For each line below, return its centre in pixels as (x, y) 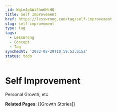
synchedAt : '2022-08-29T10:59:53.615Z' (47, 51)
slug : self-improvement (30, 24)
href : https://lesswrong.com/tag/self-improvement (59, 19)
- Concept (20, 42)
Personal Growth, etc (27, 95)
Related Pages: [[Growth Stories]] (40, 104)
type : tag (15, 28)
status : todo (19, 56)
